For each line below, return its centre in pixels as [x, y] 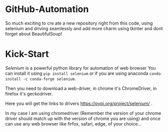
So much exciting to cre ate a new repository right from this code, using [79, 23]
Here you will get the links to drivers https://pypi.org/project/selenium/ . [79, 103]
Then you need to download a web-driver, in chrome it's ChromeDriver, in [81, 88]
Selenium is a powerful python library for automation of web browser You [80, 68]
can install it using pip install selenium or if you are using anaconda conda [83, 73]
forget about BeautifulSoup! [34, 34]
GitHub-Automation [47, 9]
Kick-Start [27, 54]
